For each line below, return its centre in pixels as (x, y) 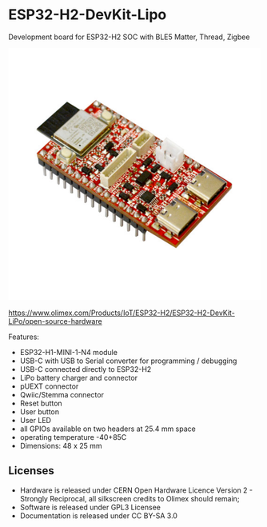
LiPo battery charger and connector (79, 377)
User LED (36, 420)
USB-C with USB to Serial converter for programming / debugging (128, 361)
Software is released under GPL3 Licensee (90, 507)
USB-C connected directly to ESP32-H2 (86, 369)
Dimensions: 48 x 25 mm (61, 445)
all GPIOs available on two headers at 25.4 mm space (108, 429)
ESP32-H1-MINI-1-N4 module (69, 352)
